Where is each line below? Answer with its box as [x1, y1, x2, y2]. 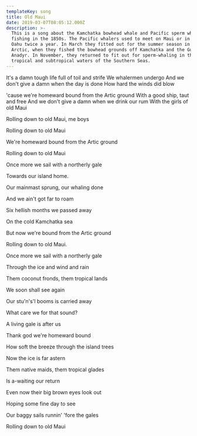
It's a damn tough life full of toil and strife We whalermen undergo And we [6, 74, 185, 81]
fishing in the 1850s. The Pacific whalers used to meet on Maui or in [11, 36, 191, 42]
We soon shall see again [6, 286, 65, 293]
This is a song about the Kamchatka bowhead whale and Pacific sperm [11, 31, 185, 36]
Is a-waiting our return [6, 377, 60, 384]
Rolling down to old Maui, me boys [6, 115, 90, 122]
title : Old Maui [6, 14, 46, 20]
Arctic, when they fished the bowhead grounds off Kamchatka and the [11, 47, 185, 53]
